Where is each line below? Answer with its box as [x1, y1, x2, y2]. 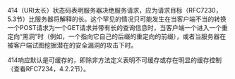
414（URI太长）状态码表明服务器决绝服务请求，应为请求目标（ [7, 6, 189, 14]
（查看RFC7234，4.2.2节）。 [7, 65, 90, 73]
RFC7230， [188, 6, 222, 14]
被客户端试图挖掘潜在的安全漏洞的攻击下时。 [7, 41, 138, 49]
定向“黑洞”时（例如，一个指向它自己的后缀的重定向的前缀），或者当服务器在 [7, 32, 227, 41]
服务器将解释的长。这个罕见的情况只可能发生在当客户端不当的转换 [35, 15, 227, 23]
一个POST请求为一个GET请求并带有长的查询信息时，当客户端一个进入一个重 [7, 24, 228, 31]
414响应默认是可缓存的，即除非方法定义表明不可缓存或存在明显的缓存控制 [7, 56, 222, 64]
